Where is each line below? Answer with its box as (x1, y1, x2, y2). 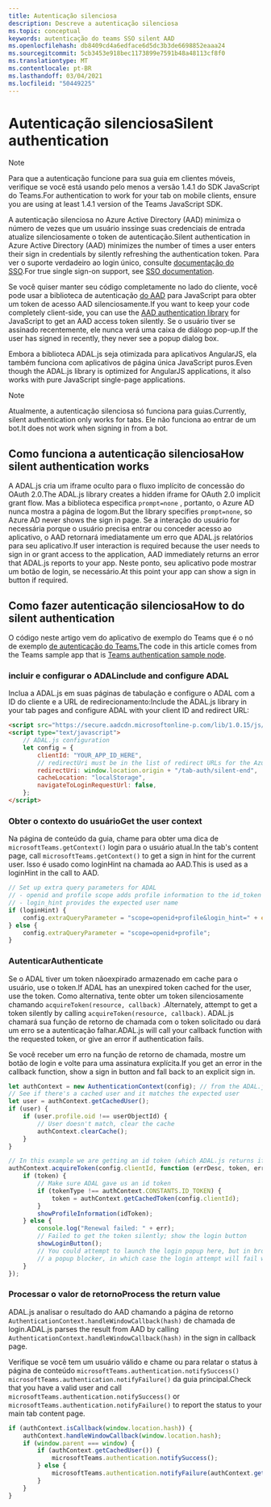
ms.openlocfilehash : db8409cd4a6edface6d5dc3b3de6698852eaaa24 (8, 42, 226, 50)
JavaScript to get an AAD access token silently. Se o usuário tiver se (8, 317, 236, 326)
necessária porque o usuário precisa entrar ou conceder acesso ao (8, 524, 232, 534)
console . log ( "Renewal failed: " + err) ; (37, 1224, 175, 1232)
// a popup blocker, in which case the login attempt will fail (37, 1254, 258, 1262)
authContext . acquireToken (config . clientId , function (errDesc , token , (8, 1165, 251, 1173)
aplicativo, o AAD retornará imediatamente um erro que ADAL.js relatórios (8, 532, 254, 542)
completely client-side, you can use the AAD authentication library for (8, 308, 240, 317)
